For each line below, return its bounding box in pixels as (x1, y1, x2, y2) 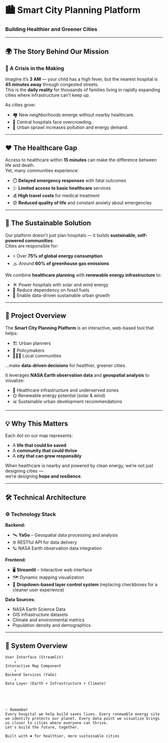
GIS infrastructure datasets (12, 612, 68, 618)
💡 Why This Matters (5, 420, 68, 428)
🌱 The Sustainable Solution (5, 219, 91, 227)
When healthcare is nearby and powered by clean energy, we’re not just (5, 463, 153, 469)
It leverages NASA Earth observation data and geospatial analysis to (5, 372, 149, 378)
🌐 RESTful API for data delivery (12, 539, 77, 545)
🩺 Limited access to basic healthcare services (12, 185, 111, 191)
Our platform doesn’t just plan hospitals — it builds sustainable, (5, 232, 136, 238)
